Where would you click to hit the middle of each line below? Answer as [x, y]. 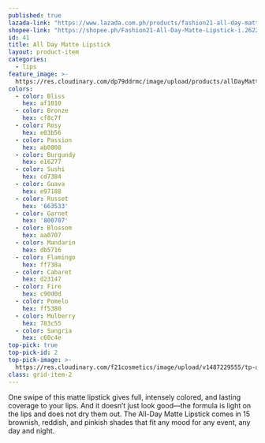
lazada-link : [30, 23]
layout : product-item [44, 52]
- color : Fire [38, 287]
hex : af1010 [42, 103]
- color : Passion [44, 140]
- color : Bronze [42, 111]
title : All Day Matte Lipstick [60, 45]
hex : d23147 [42, 279]
